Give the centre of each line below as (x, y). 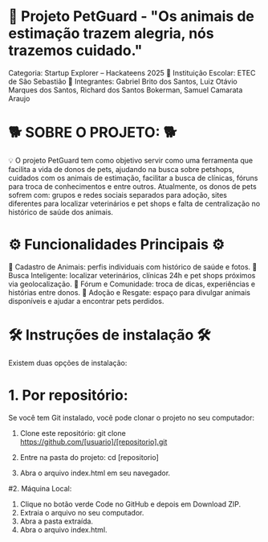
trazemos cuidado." (75, 51)
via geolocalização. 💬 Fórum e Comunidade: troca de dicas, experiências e (132, 284)
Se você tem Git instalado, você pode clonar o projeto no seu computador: (132, 417)
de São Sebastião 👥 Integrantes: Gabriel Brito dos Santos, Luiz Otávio (123, 81)
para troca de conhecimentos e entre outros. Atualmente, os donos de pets (132, 186)
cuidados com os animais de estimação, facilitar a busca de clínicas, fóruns (133, 178)
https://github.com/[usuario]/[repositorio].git (93, 441)
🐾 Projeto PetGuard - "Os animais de (132, 16)
